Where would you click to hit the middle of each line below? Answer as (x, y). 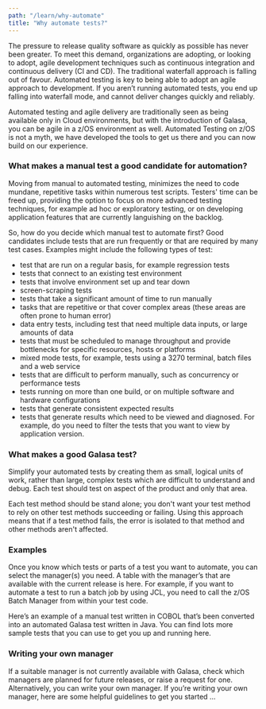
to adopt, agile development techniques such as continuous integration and (132, 62)
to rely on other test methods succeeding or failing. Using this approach (126, 513)
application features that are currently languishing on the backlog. (116, 217)
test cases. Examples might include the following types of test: (110, 249)
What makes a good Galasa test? (73, 454)
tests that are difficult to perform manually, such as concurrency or (129, 374)
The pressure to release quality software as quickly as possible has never (128, 45)
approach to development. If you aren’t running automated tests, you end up (133, 87)
